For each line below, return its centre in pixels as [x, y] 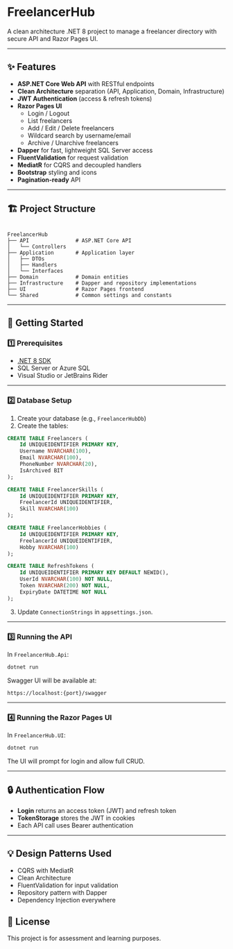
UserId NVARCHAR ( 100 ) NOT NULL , [66, 579]
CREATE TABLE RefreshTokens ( [51, 566]
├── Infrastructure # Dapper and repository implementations [102, 283]
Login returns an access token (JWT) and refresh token [97, 810]
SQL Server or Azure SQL [53, 368]
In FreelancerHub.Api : [38, 654]
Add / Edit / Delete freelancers [71, 128]
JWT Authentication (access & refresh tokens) [85, 99]
